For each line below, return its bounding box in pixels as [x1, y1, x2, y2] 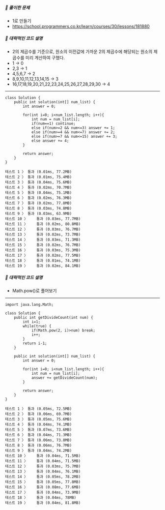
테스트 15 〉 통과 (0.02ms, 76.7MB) [5, 242, 81, 247]
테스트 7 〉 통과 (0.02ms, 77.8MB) [5, 201, 72, 206]
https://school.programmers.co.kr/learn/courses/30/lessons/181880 [12, 23, 150, 29]
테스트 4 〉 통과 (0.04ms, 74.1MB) [5, 422, 72, 427]
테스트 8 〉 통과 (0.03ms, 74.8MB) [5, 206, 72, 211]
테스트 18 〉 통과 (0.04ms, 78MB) [5, 495, 77, 500]
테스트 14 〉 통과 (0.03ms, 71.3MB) [5, 237, 81, 242]
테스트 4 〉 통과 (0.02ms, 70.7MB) [5, 185, 72, 190]
